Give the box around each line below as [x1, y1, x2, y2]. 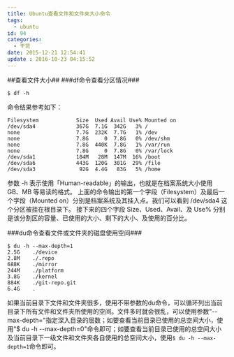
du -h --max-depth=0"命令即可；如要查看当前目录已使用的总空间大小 [22, 324, 222, 333]
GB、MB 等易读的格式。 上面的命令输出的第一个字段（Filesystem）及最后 [7, 187, 219, 196]
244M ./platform [7, 267, 64, 274]
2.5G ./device [7, 249, 58, 256]
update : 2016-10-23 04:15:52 [7, 56, 96, 63]
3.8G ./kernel [7, 273, 58, 280]
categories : [7, 36, 42, 43]
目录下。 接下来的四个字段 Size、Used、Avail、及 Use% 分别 [50, 205, 226, 213]
